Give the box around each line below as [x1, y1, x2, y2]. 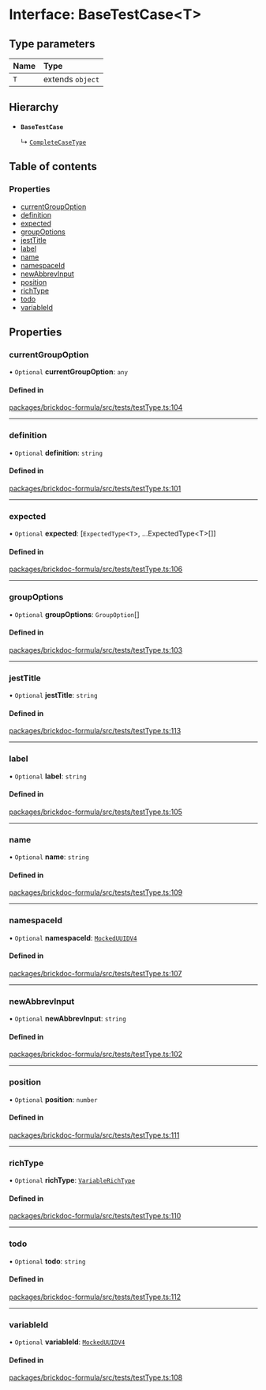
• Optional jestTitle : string [9, 691, 98, 700]
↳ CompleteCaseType [20, 137, 87, 146]
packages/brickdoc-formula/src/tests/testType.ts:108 [9, 1373, 183, 1382]
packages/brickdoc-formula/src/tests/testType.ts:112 [9, 1292, 181, 1301]
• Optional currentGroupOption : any [9, 367, 129, 377]
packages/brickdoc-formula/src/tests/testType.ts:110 [9, 1211, 182, 1221]
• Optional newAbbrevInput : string [9, 1014, 127, 1024]
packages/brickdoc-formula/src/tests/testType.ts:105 [9, 807, 182, 816]
